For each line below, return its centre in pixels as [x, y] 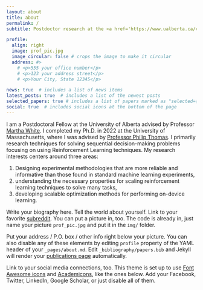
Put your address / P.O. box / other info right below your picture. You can [97, 236]
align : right [28, 45]
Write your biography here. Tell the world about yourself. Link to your [92, 212]
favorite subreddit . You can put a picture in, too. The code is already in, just [100, 218]
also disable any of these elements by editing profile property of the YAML [100, 243]
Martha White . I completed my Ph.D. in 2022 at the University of [86, 130]
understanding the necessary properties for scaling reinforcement [97, 181]
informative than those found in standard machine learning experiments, [105, 174]
